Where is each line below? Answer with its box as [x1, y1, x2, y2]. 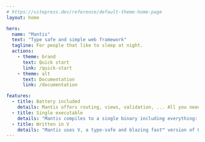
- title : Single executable [12, 110, 84, 116]
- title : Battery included [12, 98, 81, 105]
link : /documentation [22, 82, 78, 88]
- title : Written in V [12, 121, 70, 127]
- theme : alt [17, 70, 51, 76]
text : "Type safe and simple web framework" [12, 37, 127, 43]
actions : [12, 48, 34, 55]
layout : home [6, 15, 40, 21]
